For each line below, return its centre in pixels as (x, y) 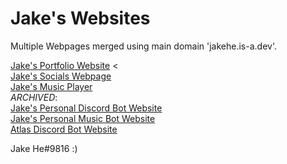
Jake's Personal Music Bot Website (83, 118)
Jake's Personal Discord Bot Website (86, 108)
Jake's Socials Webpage (61, 76)
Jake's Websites (80, 18)
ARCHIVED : (34, 97)
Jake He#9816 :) (44, 148)
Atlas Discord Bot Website (64, 129)
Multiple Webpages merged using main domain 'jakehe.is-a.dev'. (143, 46)
